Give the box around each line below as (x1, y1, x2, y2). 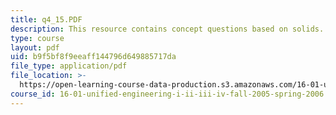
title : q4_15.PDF (10, 14, 83, 25)
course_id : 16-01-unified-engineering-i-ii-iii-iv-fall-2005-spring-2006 (10, 89, 325, 99)
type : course (10, 33, 65, 43)
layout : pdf (10, 42, 60, 53)
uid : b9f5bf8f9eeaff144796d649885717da (10, 52, 177, 62)
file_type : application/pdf (10, 61, 128, 71)
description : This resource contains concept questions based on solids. (10, 24, 325, 34)
